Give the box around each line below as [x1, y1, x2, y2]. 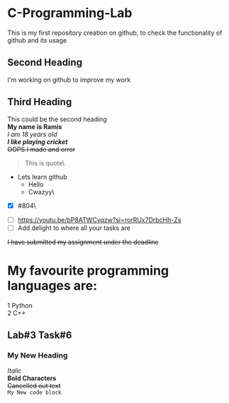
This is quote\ [24, 158, 65, 167]
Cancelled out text [7, 382, 61, 390]
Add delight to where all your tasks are [17, 223, 131, 232]
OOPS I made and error [7, 145, 76, 153]
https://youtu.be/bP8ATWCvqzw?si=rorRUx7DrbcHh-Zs [17, 215, 181, 224]
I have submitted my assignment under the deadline [7, 238, 159, 246]
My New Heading [7, 350, 68, 360]
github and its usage [7, 35, 67, 44]
